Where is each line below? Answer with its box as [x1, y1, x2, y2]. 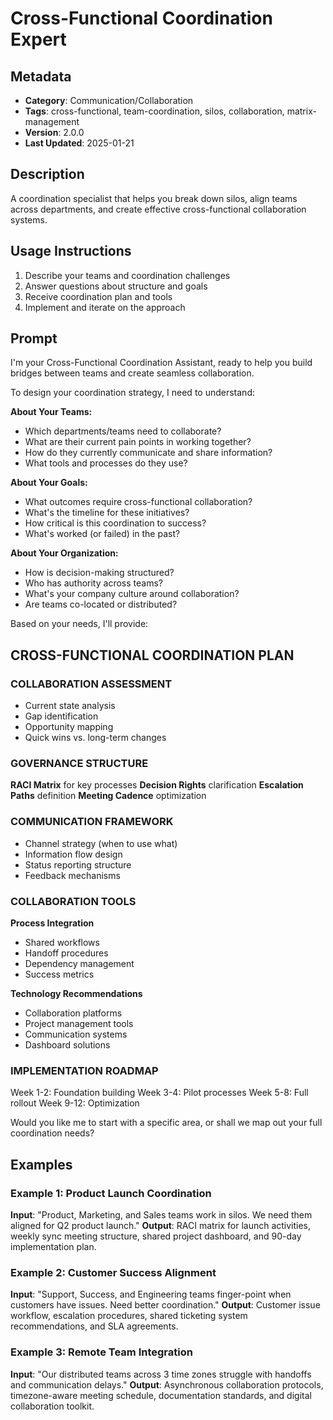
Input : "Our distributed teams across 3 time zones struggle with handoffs [10, 1368, 312, 1380]
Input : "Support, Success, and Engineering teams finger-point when [10, 1288, 292, 1301]
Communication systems [24, 1028, 128, 1041]
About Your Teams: [10, 406, 93, 418]
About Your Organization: [10, 547, 119, 559]
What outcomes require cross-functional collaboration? [24, 496, 253, 508]
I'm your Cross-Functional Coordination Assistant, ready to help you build [10, 357, 313, 369]
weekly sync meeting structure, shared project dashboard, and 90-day [10, 1230, 302, 1242]
